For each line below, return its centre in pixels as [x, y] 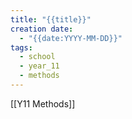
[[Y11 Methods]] [43, 103]
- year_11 [39, 66]
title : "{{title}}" [51, 19]
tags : [21, 47]
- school [37, 57]
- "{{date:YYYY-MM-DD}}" [71, 38]
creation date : [42, 29]
